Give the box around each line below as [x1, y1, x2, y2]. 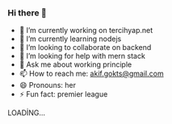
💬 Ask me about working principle [19, 60, 132, 69]
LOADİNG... [7, 108, 46, 118]
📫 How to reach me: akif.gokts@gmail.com [19, 68, 164, 79]
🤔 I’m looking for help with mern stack [19, 52, 146, 61]
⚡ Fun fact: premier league [19, 89, 108, 99]
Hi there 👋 [7, 7, 48, 19]
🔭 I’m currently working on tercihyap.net [19, 26, 153, 35]
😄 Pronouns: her [19, 81, 76, 90]
